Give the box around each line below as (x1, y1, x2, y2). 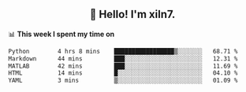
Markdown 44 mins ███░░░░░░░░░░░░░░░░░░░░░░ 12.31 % (8, 54, 238, 63)
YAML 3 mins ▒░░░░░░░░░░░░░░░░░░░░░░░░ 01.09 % (8, 76, 238, 85)
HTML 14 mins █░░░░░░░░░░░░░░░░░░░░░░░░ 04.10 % (8, 69, 238, 77)
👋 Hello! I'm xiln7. (89, 8, 176, 21)
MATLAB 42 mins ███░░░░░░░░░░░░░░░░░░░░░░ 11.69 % (8, 62, 238, 70)
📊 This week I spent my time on (8, 29, 115, 39)
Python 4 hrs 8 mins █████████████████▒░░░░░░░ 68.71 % (8, 47, 238, 55)
